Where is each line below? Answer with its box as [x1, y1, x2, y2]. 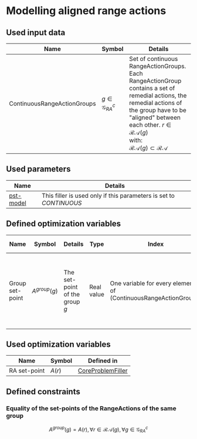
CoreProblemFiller [77, 367, 128, 375]
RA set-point [9, 367, 45, 375]
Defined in [87, 357, 118, 365]
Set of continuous [128, 55, 178, 63]
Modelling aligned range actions [6, 4, 167, 18]
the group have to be [128, 106, 186, 114]
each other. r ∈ [128, 121, 172, 129]
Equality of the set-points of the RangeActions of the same [6, 404, 177, 412]
